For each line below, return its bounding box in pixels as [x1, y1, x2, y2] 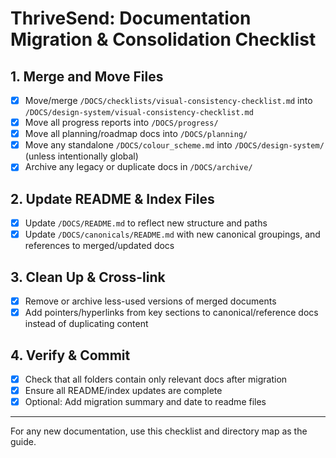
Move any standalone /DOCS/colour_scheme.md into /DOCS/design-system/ [24, 139, 325, 151]
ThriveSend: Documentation [10, 7, 252, 30]
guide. [10, 436, 37, 448]
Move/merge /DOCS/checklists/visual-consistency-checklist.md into [24, 95, 313, 106]
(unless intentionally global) [24, 150, 139, 162]
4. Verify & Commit [10, 347, 131, 364]
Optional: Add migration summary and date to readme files [24, 396, 267, 408]
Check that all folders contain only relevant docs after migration [24, 373, 288, 385]
